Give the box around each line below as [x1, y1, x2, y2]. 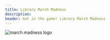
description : [5, 12, 32, 17]
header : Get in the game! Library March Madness [5, 16, 106, 21]
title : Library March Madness [5, 7, 67, 12]
